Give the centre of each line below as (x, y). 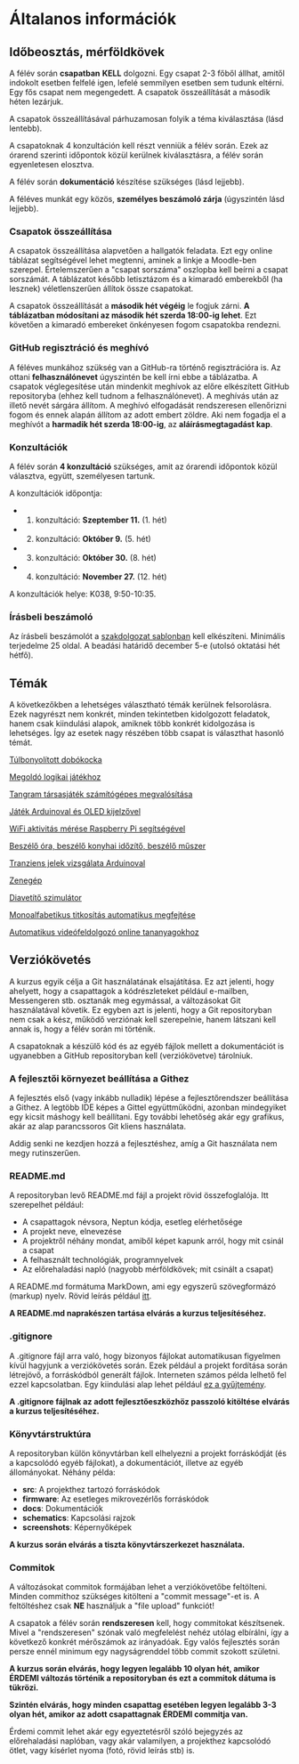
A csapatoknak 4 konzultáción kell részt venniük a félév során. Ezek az (139, 146)
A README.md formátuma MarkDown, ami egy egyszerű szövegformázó (143, 1287)
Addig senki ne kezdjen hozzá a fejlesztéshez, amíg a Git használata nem (143, 1144)
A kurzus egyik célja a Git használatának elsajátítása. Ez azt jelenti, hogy (141, 981)
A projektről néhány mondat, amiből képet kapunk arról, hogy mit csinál (153, 1241)
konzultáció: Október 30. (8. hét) (96, 557)
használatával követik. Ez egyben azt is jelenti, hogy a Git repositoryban (141, 1009)
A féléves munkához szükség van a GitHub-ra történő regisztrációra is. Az (145, 367)
